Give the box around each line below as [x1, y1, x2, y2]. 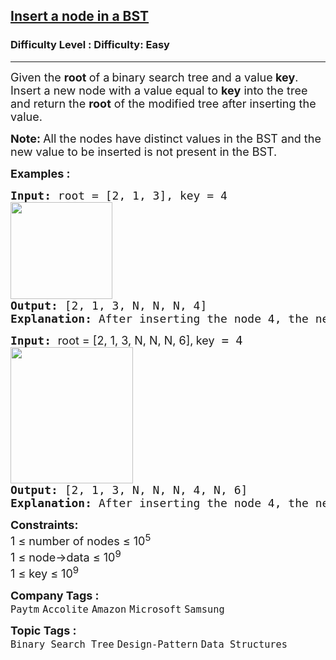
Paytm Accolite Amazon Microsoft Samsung [10, 603, 225, 616]
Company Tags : [10, 588, 100, 603]
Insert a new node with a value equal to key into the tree [10, 83, 308, 98]
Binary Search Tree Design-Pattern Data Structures [10, 638, 288, 651]
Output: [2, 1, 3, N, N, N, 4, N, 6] [10, 482, 248, 497]
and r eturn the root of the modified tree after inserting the [10, 96, 317, 111]
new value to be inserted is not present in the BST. [10, 144, 278, 159]
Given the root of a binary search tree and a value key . [10, 70, 299, 84]
